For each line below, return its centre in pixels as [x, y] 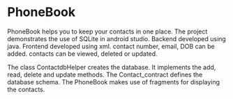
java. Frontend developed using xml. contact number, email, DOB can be [111, 46]
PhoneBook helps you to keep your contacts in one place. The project [107, 31]
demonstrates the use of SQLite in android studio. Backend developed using [117, 38]
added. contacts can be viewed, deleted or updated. [83, 54]
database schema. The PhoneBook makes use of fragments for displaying [114, 82]
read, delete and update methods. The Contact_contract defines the [105, 75]
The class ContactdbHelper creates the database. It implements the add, [112, 67]
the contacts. [26, 89]
